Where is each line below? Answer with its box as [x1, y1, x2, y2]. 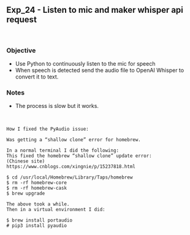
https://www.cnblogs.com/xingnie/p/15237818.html [6, 164, 136, 170]
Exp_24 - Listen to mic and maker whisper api [6, 5, 184, 15]
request [6, 15, 37, 25]
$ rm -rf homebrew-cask [6, 185, 67, 191]
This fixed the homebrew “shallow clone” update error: [6, 153, 152, 159]
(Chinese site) [6, 158, 45, 164]
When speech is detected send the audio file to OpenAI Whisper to [15, 67, 184, 74]
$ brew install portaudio [6, 217, 72, 223]
